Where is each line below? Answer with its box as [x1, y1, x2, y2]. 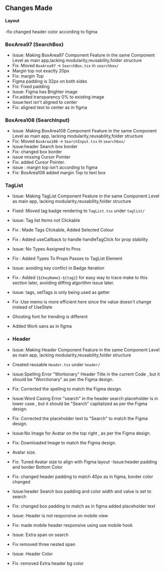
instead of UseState [12, 304, 53, 310]
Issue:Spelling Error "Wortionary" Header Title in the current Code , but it [12, 371, 160, 377]
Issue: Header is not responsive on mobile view [12, 512, 108, 518]
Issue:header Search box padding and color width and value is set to [12, 488, 151, 494]
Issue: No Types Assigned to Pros [12, 246, 81, 252]
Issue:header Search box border [12, 144, 78, 150]
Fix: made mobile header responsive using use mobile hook [12, 522, 133, 528]
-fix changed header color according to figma [5, 29, 98, 34]
